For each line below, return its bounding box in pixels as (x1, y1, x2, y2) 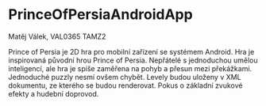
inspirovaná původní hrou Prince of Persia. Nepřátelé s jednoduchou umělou (8, 55, 258, 65)
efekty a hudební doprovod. (8, 89, 99, 98)
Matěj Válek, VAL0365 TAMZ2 (8, 32, 106, 41)
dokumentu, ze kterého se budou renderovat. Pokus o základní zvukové (8, 81, 243, 90)
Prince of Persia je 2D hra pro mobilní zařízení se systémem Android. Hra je (8, 47, 255, 56)
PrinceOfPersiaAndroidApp (8, 6, 193, 24)
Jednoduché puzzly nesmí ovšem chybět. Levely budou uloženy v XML (8, 72, 241, 81)
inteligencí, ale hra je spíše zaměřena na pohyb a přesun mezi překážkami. (8, 63, 253, 73)
